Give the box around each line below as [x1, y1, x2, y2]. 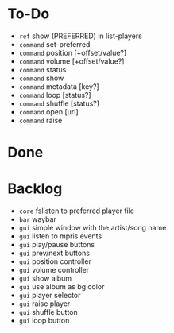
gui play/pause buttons [18, 240, 95, 250]
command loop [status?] [18, 90, 92, 99]
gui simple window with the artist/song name [18, 223, 167, 233]
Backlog [7, 180, 63, 198]
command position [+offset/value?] [18, 48, 127, 57]
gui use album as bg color [18, 282, 105, 292]
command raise [18, 115, 63, 125]
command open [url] [18, 106, 79, 116]
